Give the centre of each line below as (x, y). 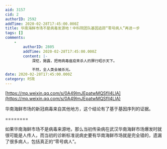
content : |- (36, 56)
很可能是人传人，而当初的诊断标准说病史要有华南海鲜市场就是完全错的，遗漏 (83, 135)
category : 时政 (20, 79)
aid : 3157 (15, 10)
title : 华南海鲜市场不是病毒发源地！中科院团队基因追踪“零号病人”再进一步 (73, 28)
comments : (15, 38)
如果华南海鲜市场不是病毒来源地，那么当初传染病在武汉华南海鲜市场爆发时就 (83, 129)
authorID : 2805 (39, 47)
